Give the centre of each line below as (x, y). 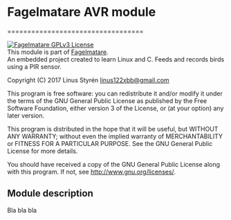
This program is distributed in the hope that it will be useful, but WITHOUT (113, 129)
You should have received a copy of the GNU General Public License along (113, 164)
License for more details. (43, 151)
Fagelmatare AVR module (82, 12)
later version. (26, 116)
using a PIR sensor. (35, 66)
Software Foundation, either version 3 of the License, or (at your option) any (115, 108)
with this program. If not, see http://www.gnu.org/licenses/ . (92, 172)
